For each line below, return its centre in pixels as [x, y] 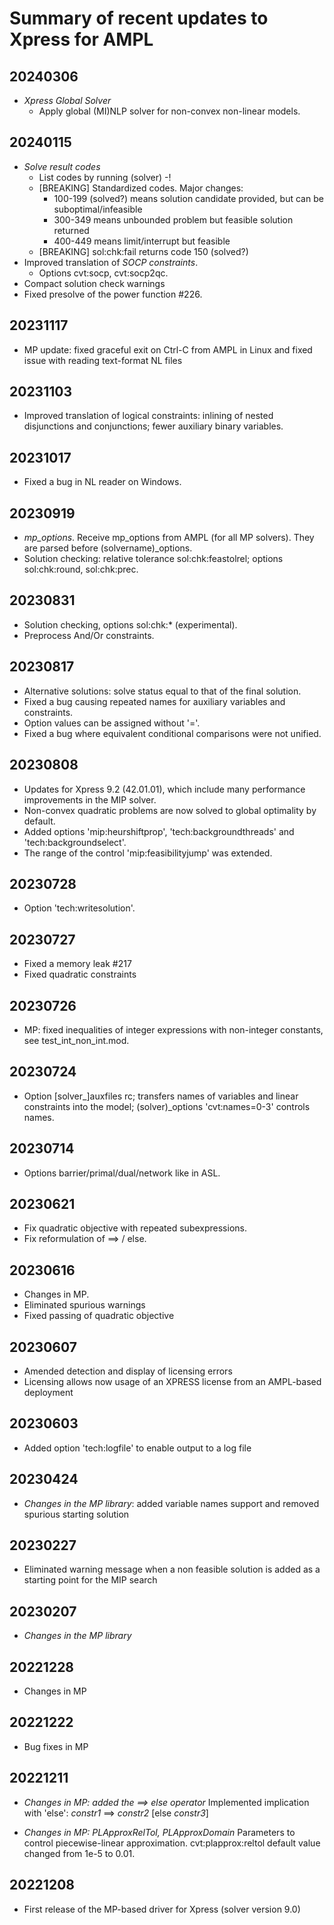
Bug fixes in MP [56, 1746]
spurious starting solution [76, 1514]
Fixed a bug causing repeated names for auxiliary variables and [154, 701]
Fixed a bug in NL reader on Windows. [102, 482]
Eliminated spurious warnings [84, 1305]
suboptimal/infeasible [98, 209]
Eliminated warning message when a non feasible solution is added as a [172, 1569]
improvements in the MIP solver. [90, 799]
